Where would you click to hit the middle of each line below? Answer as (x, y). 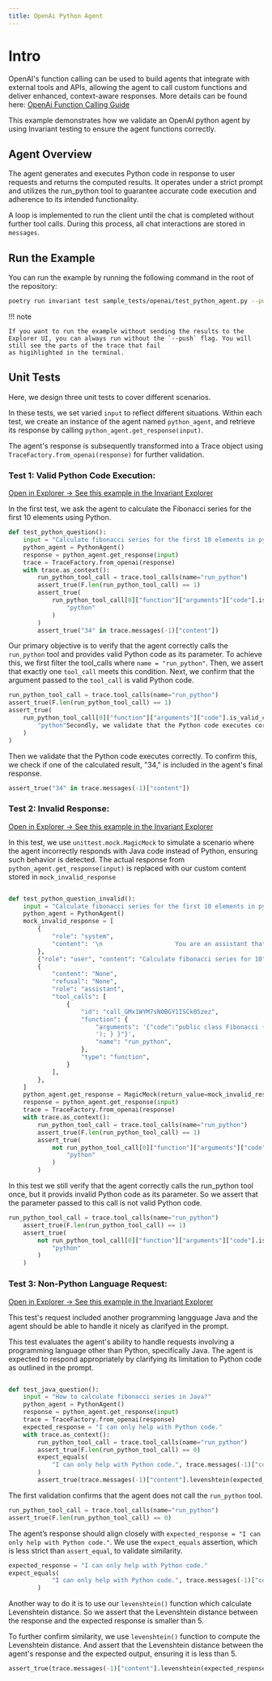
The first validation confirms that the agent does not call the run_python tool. (136, 1495)
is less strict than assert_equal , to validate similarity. (96, 1550)
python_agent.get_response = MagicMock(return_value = (115, 1095)
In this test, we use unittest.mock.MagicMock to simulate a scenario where (132, 842)
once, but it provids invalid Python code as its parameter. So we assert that (134, 1194)
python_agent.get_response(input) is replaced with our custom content (127, 868)
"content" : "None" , (84, 974)
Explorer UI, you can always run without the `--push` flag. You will (130, 339)
